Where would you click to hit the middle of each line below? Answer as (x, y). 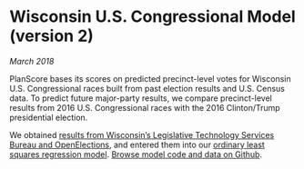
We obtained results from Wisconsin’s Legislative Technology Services (142, 134)
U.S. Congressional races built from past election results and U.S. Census (147, 88)
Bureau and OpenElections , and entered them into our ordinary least (137, 144)
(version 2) (51, 36)
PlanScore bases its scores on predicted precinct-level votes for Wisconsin (150, 78)
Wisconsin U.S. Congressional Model (152, 17)
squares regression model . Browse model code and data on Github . (136, 154)
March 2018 (32, 61)
